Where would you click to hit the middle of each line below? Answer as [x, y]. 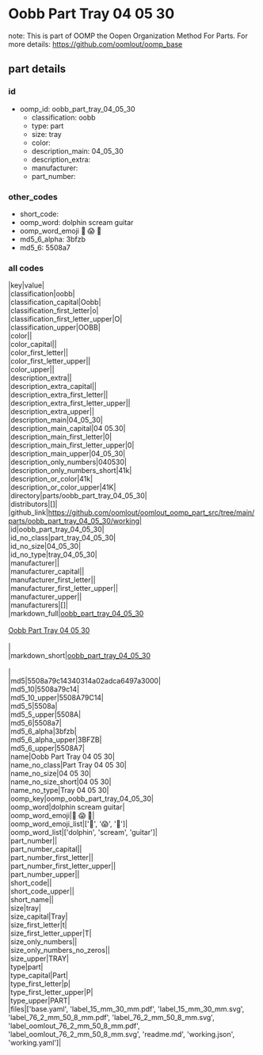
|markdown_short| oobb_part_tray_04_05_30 [80, 656]
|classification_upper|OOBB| [54, 328]
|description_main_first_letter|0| [60, 437]
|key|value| [27, 285]
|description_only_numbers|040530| [67, 462]
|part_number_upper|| [44, 874]
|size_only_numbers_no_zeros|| [59, 950]
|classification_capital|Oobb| [55, 303]
